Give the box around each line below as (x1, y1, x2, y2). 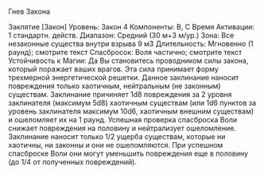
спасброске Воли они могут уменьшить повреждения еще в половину (8, 149, 249, 158)
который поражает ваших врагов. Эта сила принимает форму (8, 64, 219, 74)
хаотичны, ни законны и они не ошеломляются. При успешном (8, 141, 223, 149)
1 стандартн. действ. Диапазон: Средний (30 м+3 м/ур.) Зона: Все (8, 31, 235, 40)
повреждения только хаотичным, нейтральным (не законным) (8, 81, 221, 91)
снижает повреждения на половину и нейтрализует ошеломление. (8, 123, 237, 133)
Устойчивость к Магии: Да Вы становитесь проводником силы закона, (8, 56, 249, 65)
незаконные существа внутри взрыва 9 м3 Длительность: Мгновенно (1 (8, 39, 254, 48)
